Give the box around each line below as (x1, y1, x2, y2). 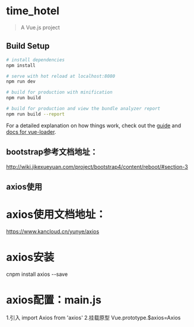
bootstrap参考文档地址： (6, 147, 98, 157)
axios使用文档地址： (6, 208, 106, 221)
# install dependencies (6, 56, 65, 63)
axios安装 (6, 251, 55, 264)
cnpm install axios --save (6, 271, 68, 278)
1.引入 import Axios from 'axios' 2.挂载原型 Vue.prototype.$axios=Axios (6, 314, 181, 321)
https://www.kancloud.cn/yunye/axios (6, 228, 100, 235)
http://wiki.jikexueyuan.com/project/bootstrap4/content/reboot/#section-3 (6, 163, 188, 170)
